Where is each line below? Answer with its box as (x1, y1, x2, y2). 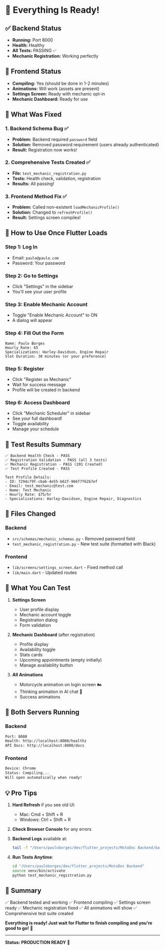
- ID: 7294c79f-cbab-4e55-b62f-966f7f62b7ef (5, 479, 98, 484)
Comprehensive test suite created (5, 911, 74, 917)
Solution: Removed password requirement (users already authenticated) (12, 141, 159, 147)
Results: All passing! (12, 181, 55, 187)
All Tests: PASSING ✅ (12, 48, 57, 53)
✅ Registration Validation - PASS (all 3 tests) (5, 458, 108, 463)
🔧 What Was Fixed (5, 110, 62, 119)
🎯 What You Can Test (5, 584, 71, 592)
